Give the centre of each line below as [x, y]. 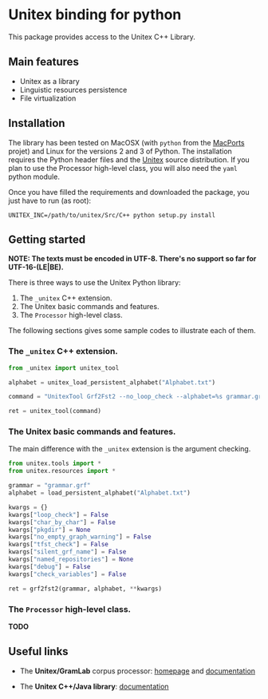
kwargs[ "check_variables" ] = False [67, 574]
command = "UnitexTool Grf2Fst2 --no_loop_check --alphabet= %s [116, 397]
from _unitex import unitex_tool [64, 368]
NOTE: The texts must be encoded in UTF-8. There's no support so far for [132, 259]
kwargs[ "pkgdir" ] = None [49, 530]
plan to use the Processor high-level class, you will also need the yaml [123, 168]
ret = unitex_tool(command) [55, 411]
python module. [34, 177]
